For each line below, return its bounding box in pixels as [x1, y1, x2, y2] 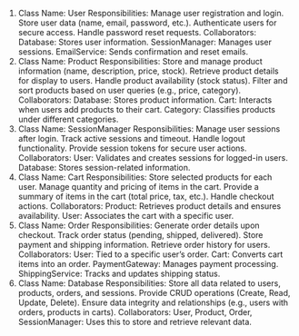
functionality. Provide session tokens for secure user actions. [17, 143, 247, 153]
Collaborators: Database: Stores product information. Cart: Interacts [17, 94, 273, 105]
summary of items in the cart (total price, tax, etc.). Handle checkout [17, 191, 274, 202]
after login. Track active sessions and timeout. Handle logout [17, 133, 245, 143]
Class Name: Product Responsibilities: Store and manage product [17, 56, 264, 66]
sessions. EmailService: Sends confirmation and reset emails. [17, 46, 249, 57]
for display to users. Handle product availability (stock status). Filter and [17, 75, 288, 85]
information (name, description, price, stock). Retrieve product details [17, 65, 279, 76]
